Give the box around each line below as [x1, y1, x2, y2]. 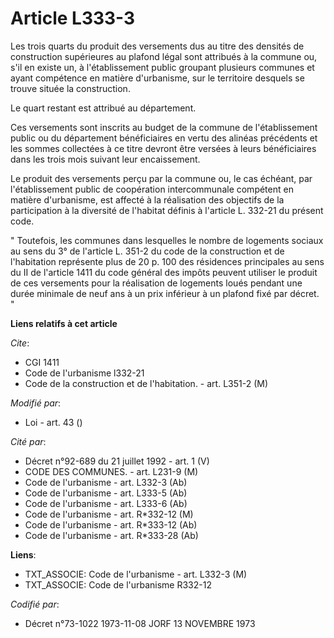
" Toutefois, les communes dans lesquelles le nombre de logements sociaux [10, 234, 324, 246]
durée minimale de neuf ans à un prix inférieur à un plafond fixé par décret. [10, 287, 320, 299]
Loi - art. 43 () [24, 416, 83, 428]
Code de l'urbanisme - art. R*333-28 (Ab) [24, 529, 199, 541]
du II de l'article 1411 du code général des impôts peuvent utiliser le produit [10, 266, 318, 278]
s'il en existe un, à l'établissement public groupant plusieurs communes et [10, 61, 315, 73]
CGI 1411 [24, 356, 60, 368]
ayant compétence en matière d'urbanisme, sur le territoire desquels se [10, 72, 305, 84]
